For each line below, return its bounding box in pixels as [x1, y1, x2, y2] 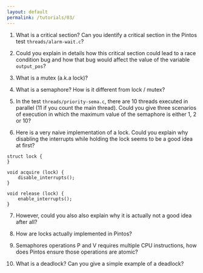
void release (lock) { [7, 190, 64, 197]
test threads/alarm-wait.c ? [15, 38, 84, 45]
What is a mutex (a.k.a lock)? [15, 74, 88, 81]
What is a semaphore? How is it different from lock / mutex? [15, 86, 165, 93]
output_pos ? [15, 62, 46, 70]
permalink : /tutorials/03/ [7, 15, 75, 21]
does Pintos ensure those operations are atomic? [15, 248, 138, 255]
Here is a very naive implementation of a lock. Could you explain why [15, 129, 188, 136]
